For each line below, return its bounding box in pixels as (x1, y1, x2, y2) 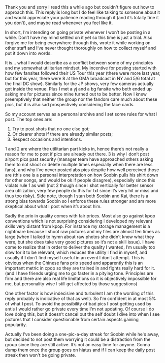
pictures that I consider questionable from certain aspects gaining (5, 317, 139, 322)
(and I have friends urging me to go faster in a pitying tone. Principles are (5, 271, 154, 276)
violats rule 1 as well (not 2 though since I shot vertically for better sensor (5, 182, 154, 188)
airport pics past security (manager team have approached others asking (5, 156, 154, 162)
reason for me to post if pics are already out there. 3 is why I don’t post (5, 151, 149, 157)
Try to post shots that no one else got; (12, 126, 90, 132)
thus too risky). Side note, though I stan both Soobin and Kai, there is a (5, 193, 149, 199)
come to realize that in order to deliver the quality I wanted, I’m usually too (5, 244, 156, 250)
